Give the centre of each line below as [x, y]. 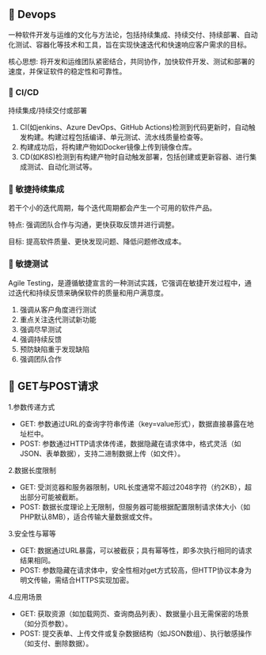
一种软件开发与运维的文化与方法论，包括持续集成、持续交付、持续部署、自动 [133, 34]
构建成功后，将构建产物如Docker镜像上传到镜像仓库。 [108, 147]
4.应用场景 [25, 596]
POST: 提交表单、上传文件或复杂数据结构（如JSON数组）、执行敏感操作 [136, 633]
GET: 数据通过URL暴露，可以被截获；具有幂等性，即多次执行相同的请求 [136, 550]
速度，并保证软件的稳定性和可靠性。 [67, 71]
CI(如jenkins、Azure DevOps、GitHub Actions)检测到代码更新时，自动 [134, 127]
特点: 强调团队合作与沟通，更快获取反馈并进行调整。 [93, 225]
